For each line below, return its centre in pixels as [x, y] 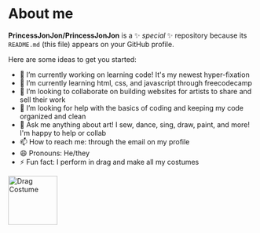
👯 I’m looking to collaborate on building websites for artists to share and [135, 91]
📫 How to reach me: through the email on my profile [104, 141]
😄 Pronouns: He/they [55, 153]
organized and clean [53, 116]
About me [41, 14]
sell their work [42, 100]
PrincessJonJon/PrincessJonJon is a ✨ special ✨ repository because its [128, 35]
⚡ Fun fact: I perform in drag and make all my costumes [109, 162]
